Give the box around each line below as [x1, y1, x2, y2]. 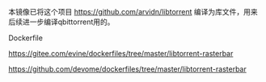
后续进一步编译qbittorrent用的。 [8, 17, 115, 27]
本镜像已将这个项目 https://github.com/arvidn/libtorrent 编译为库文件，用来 [8, 7, 259, 16]
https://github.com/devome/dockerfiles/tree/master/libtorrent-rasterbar [8, 64, 247, 74]
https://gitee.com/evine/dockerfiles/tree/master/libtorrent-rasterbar [8, 49, 234, 58]
